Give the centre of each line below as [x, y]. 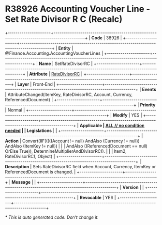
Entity [65, 48]
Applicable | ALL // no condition [112, 125]
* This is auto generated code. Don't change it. [52, 217]
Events [149, 89]
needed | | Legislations [29, 130]
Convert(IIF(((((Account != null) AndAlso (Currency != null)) [81, 141]
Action [12, 141]
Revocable [90, 197]
